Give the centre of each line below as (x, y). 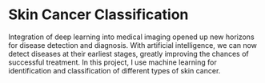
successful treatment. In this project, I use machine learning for (113, 62)
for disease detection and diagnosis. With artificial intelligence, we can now (133, 45)
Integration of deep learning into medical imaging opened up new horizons (131, 37)
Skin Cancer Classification (98, 15)
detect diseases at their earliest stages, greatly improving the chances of (129, 53)
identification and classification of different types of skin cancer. (114, 70)
